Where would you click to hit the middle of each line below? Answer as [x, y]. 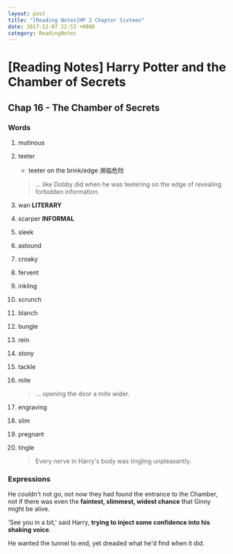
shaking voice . [29, 530]
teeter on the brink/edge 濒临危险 [76, 170]
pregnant [31, 434]
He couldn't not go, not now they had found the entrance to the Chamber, [113, 494]
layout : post [27, 14]
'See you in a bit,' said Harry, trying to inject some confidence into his [109, 523]
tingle [26, 448]
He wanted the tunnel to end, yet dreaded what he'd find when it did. [106, 544]
